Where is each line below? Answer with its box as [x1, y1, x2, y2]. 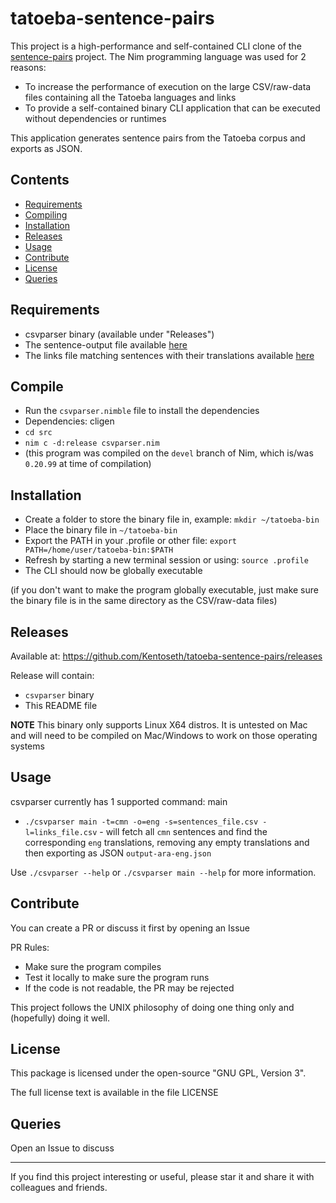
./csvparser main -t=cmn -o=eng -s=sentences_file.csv [24, 817, 259, 827]
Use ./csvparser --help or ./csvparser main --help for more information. [10, 866, 317, 878]
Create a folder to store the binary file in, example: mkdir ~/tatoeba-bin [24, 513, 320, 526]
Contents [10, 172, 70, 189]
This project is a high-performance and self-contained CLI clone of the [10, 40, 302, 52]
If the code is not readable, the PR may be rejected [24, 982, 235, 994]
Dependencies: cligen [24, 415, 115, 427]
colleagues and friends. [10, 1182, 108, 1194]
